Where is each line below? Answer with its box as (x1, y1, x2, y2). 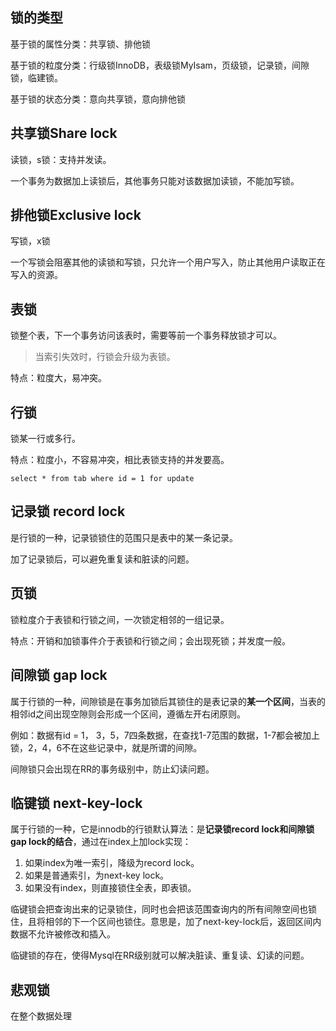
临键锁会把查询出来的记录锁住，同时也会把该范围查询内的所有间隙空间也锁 (10, 903, 317, 915)
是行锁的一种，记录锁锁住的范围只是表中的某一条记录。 (10, 531, 238, 543)
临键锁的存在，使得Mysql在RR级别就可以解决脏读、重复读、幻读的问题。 (10, 949, 310, 962)
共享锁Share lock (10, 125, 118, 142)
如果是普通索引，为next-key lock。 (24, 869, 170, 882)
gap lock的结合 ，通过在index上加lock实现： (10, 836, 192, 848)
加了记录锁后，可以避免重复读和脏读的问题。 (10, 553, 195, 565)
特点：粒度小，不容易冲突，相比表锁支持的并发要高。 (10, 454, 230, 466)
